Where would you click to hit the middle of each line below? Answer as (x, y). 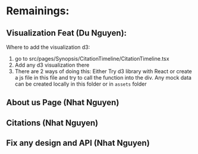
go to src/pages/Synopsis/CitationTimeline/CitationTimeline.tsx (92, 59)
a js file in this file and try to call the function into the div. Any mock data (103, 78)
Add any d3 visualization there (52, 65)
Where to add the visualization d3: (48, 47)
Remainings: (38, 11)
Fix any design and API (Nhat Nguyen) (78, 143)
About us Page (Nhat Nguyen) (63, 103)
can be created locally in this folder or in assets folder (81, 84)
